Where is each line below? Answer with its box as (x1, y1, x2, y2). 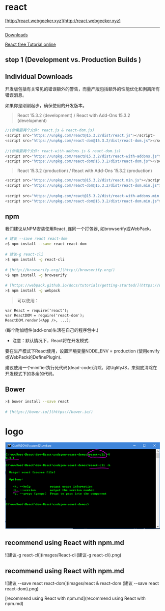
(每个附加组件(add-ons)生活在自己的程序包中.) (5, 327, 99, 333)
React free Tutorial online (5, 41, 56, 47)
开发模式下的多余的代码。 (5, 371, 57, 377)
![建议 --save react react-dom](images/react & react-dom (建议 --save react (5, 581, 159, 586)
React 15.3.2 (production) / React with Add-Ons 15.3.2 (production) (17, 168, 152, 174)
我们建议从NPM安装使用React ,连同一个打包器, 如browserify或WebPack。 (5, 226, 154, 232)
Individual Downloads (5, 72, 73, 81)
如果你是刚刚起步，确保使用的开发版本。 (5, 103, 87, 109)
